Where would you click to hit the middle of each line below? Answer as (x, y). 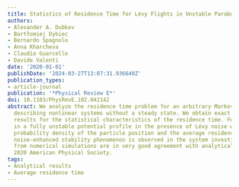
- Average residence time (46, 172)
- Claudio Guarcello (38, 54)
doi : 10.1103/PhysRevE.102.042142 (59, 100)
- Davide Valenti (33, 60)
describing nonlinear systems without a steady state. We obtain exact (122, 113)
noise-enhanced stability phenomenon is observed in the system (111, 139)
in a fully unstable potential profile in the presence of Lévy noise (121, 126)
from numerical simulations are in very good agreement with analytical (124, 146)
